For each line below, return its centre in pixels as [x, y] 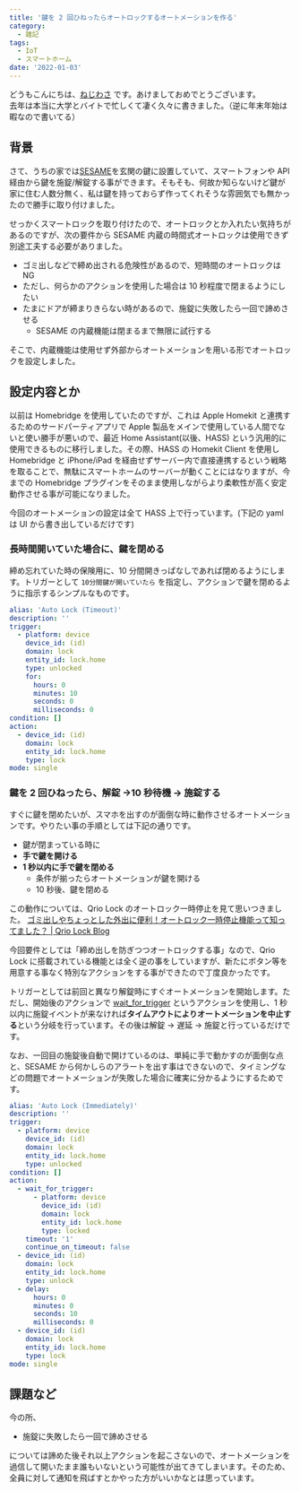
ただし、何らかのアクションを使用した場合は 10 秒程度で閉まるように [150, 286]
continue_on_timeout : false [77, 1247]
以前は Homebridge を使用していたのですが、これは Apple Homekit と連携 [146, 415]
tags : [19, 43]
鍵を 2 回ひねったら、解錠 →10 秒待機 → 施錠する [115, 793]
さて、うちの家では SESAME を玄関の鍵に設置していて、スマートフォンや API [150, 170]
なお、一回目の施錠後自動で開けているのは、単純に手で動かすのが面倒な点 [146, 1055]
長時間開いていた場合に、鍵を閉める [87, 550]
